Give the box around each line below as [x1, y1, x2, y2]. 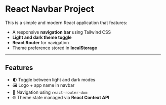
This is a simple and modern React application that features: [5, 20, 127, 26]
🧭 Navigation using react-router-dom [12, 89, 87, 95]
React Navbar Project [5, 3, 94, 15]
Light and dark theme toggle [12, 34, 72, 40]
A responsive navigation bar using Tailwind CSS [12, 29, 111, 35]
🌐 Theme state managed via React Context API [12, 94, 110, 100]
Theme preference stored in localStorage [12, 45, 97, 51]
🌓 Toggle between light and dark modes [12, 77, 95, 82]
